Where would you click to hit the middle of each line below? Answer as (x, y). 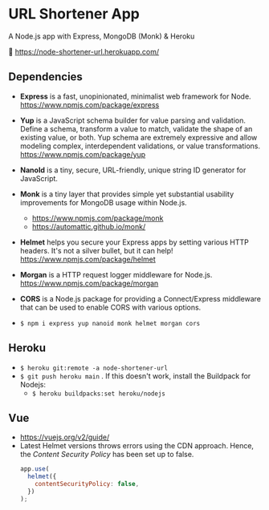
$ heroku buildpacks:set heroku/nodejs (99, 394)
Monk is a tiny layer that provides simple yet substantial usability (127, 194)
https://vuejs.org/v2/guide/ (65, 437)
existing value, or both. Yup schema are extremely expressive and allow (139, 137)
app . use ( (35, 469)
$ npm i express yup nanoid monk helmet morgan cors (110, 323)
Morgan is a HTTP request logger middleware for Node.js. (116, 274)
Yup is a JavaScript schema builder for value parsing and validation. (133, 120)
